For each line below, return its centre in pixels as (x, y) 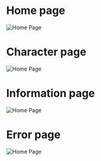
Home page (36, 11)
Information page (51, 93)
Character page (46, 52)
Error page (34, 135)
